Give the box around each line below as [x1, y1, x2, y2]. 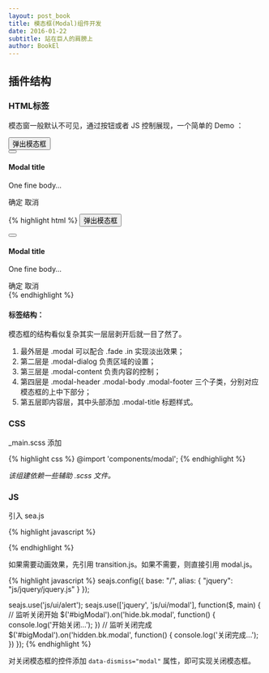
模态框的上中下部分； [19, 387, 92, 397]
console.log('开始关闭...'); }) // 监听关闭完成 [8, 620, 152, 630]
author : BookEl [8, 42, 60, 50]
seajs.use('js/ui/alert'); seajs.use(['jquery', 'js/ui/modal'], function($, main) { [8, 600, 262, 610]
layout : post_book [8, 11, 70, 20]
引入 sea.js [8, 511, 45, 520]
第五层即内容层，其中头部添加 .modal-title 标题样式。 [19, 397, 198, 407]
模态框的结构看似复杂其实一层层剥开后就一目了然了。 [8, 330, 186, 339]
